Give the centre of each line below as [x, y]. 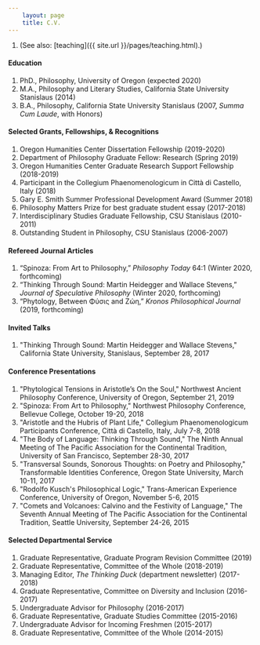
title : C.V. [42, 23]
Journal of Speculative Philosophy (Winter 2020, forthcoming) [120, 293]
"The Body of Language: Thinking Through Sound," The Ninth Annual [131, 439]
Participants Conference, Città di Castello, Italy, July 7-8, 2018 [120, 430]
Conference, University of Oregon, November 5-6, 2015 [109, 497]
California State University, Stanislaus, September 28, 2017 [114, 353]
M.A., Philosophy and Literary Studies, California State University [124, 89]
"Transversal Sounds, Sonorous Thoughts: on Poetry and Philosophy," [132, 464]
